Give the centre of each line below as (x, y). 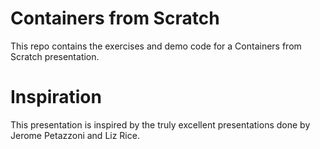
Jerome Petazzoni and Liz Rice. (75, 135)
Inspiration (56, 97)
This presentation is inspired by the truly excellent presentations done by (160, 124)
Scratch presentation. (55, 56)
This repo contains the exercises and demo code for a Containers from (156, 46)
